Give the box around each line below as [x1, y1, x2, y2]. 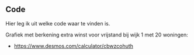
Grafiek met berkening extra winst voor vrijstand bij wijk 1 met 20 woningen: [5, 31, 188, 38]
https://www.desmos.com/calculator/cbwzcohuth [13, 42, 134, 49]
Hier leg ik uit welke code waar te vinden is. [5, 20, 110, 27]
